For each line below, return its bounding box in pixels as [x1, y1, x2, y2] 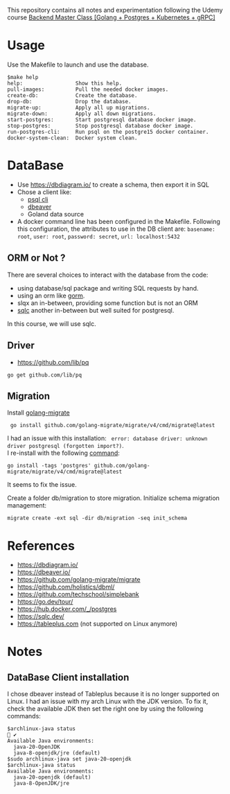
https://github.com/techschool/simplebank [17, 590, 140, 598]
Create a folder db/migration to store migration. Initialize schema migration [7, 494, 220, 502]
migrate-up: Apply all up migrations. [7, 104, 150, 111]
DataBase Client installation [7, 671, 130, 683]
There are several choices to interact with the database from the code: [7, 270, 209, 279]
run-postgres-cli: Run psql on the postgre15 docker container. [7, 128, 209, 135]
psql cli [27, 195, 48, 203]
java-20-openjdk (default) [13, 774, 91, 781]
